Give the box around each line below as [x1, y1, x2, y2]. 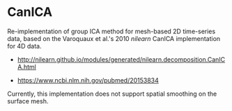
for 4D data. [7, 42, 42, 50]
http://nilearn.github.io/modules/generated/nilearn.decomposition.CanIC [17, 55, 226, 63]
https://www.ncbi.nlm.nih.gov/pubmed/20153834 [17, 76, 159, 84]
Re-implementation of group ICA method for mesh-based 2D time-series [7, 27, 216, 35]
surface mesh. [7, 96, 49, 105]
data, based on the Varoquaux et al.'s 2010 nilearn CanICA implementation [7, 34, 221, 42]
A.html [17, 62, 37, 71]
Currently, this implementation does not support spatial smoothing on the [7, 89, 217, 98]
